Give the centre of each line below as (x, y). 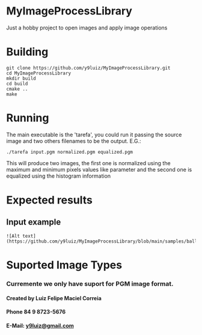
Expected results (50, 200)
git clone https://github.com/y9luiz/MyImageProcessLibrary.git (88, 68)
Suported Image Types (64, 265)
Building (27, 52)
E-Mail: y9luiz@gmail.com (40, 325)
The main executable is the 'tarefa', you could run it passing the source (94, 134)
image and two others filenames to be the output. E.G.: (74, 141)
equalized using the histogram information (59, 176)
